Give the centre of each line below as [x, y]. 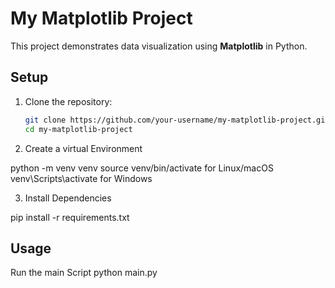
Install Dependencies [68, 198]
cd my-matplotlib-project [78, 129]
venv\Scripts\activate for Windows [81, 178]
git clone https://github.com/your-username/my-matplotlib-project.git [177, 120]
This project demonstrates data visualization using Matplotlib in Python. [159, 46]
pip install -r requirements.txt [70, 217]
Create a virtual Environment [83, 148]
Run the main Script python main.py [84, 273]
